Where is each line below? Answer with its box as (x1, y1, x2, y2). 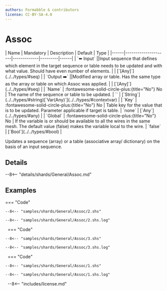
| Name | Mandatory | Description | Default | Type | (5, 50, 110, 56)
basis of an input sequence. (5, 143, 62, 150)
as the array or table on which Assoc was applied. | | (5, 81, 113, 87)
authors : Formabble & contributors (5, 7, 79, 12)
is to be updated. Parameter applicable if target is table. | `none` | (5, 107, 139, 113)
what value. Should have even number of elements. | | (5, 68, 116, 74)
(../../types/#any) (5, 113, 40, 119)
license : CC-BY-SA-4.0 (5, 12, 52, 17)
